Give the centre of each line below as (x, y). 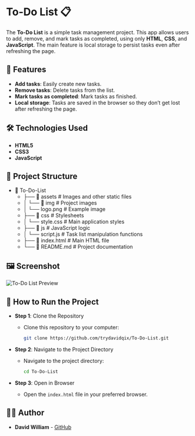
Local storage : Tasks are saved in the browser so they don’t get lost (97, 103)
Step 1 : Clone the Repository (49, 316)
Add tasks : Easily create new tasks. (58, 84)
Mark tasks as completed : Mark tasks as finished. (76, 96)
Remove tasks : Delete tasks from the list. (65, 90)
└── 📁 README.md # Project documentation (78, 247)
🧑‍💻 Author (25, 413)
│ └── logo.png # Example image (65, 209)
